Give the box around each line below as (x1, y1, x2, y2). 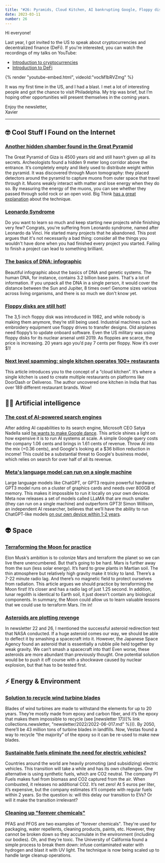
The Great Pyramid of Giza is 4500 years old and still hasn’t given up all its (5, 154, 156, 160)
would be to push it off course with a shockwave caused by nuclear (5, 657, 142, 663)
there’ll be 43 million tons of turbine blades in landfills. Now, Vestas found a (5, 726, 158, 732)
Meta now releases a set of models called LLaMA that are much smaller (5, 495, 150, 501)
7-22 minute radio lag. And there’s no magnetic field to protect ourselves (5, 575, 152, 581)
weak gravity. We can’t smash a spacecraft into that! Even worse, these (5, 646, 150, 652)
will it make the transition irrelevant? (5, 797, 78, 803)
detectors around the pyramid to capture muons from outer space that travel (5, 175, 160, 181)
